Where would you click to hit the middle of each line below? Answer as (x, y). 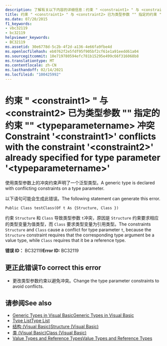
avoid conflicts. (28, 286)
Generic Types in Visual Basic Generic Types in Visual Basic (73, 315)
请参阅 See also (29, 303)
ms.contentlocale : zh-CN (31, 65)
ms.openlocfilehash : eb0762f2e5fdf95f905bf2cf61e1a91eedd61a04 (72, 51)
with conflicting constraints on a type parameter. (55, 188)
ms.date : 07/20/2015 (27, 19)
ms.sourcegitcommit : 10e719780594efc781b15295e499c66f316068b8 (72, 56)
